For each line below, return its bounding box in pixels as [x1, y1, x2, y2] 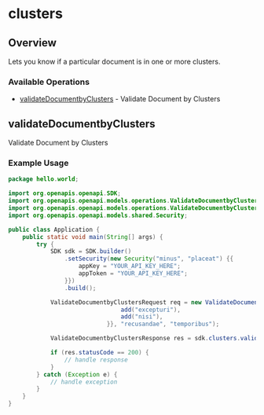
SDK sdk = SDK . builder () [49, 248, 132, 255]
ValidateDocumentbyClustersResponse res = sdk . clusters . [49, 335, 241, 343]
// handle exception [49, 378, 118, 386]
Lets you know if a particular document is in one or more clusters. [8, 57, 221, 66]
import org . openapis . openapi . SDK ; [8, 189, 122, 197]
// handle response [64, 355, 128, 364]
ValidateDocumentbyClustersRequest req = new [49, 298, 202, 307]
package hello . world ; [8, 175, 79, 183]
